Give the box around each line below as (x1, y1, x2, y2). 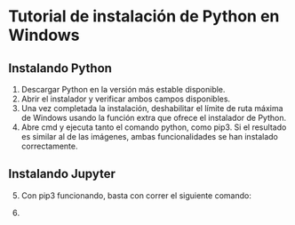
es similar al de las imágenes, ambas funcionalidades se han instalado (20, 132, 279, 141)
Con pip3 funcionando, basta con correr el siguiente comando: (20, 189, 252, 201)
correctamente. (20, 141, 78, 151)
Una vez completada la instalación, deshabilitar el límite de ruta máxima (20, 103, 283, 113)
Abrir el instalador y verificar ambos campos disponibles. (20, 93, 231, 104)
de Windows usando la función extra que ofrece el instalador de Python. (20, 113, 287, 123)
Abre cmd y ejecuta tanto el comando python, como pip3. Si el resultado (20, 122, 287, 133)
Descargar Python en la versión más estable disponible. (20, 84, 226, 94)
